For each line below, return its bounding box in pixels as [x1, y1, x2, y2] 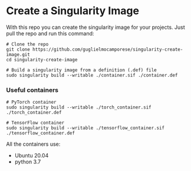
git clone [6, 46, 31, 52]
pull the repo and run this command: [6, 29, 94, 37]
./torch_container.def [6, 110, 62, 116]
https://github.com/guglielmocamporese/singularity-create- [32, 46, 183, 52]
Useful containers [6, 85, 59, 94]
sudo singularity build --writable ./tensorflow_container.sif [6, 125, 165, 131]
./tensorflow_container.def [6, 130, 75, 136]
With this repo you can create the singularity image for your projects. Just [6, 24, 186, 31]
